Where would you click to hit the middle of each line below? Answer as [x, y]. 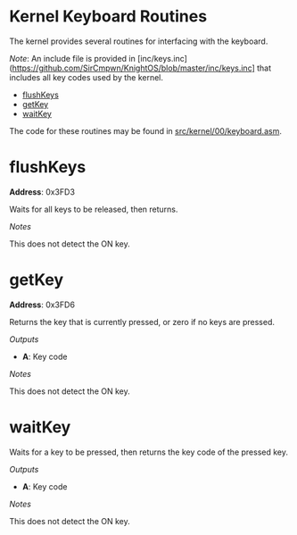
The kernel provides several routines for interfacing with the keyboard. [139, 41]
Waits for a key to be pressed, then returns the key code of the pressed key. [148, 452]
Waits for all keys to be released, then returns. [94, 209]
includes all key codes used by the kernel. [86, 77]
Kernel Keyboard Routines [108, 17]
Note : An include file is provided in [72, 58]
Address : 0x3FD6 [42, 305]
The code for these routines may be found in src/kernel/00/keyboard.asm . [146, 130]
